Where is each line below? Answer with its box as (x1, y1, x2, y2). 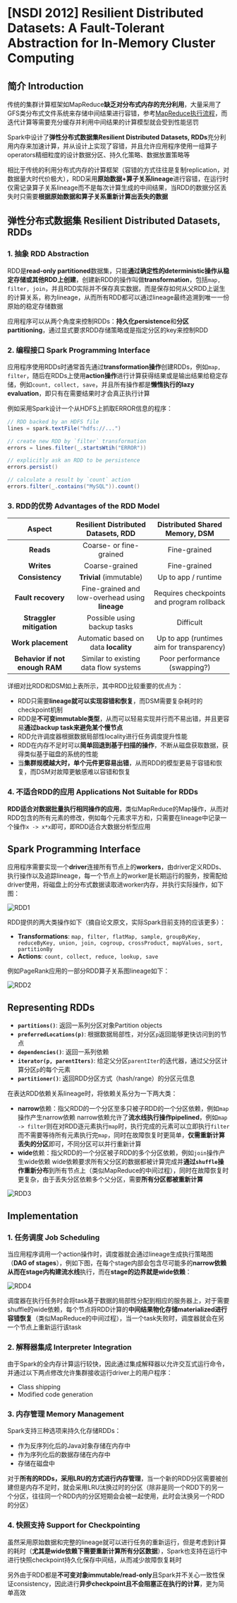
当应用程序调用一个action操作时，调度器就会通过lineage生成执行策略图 (7, 1250, 214, 1258)
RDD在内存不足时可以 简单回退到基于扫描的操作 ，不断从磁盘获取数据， (17, 741, 223, 750)
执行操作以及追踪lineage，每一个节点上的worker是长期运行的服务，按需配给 (7, 872, 228, 880)
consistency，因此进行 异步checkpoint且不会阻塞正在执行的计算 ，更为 (13, 1579, 219, 1587)
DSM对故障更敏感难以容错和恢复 (36, 768, 131, 776)
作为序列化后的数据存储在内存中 (17, 1450, 111, 1459)
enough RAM (17, 663, 62, 673)
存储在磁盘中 (17, 1459, 55, 1468)
